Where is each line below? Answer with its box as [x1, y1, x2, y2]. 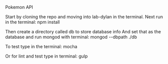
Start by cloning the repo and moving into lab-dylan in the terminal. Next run [5, 14, 163, 19]
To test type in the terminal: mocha [5, 44, 77, 49]
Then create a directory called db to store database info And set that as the [5, 29, 161, 34]
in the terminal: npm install [5, 19, 60, 25]
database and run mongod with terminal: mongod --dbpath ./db [5, 34, 137, 40]
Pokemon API [5, 4, 34, 10]
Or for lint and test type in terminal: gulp [5, 53, 88, 59]
